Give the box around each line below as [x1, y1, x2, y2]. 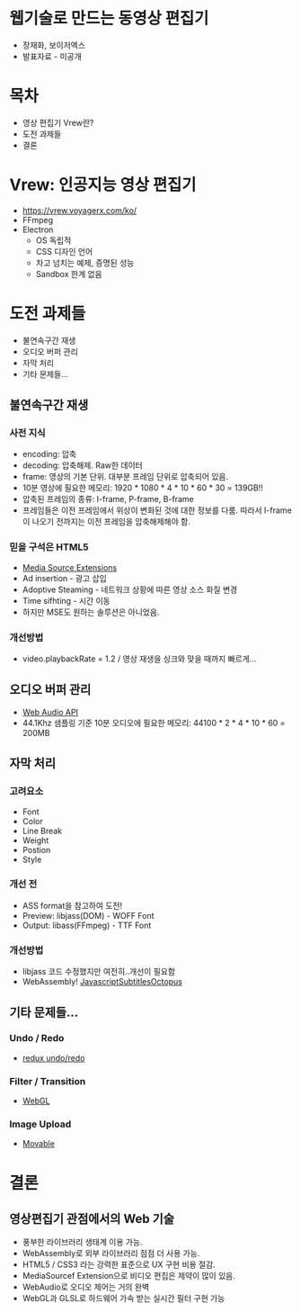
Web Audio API [22, 706, 79, 717]
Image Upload [9, 1118, 72, 1130]
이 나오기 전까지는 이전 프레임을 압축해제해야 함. [22, 517, 190, 527]
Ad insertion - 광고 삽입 [22, 572, 108, 583]
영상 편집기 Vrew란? [22, 117, 94, 128]
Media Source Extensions [22, 562, 118, 572]
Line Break [22, 825, 63, 836]
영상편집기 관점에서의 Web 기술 [9, 1211, 175, 1227]
